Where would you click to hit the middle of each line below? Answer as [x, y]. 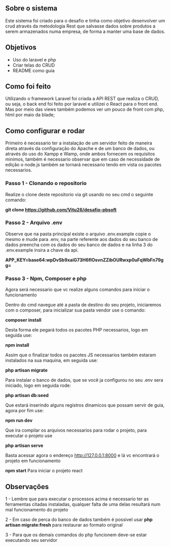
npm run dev [19, 420]
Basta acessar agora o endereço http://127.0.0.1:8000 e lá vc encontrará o [82, 455]
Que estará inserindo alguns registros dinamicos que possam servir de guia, [85, 405]
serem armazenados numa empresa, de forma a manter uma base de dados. [85, 31]
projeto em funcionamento [33, 461]
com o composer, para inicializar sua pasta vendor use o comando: [75, 310]
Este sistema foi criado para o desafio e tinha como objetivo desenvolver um [85, 20]
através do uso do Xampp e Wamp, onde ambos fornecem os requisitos [80, 154]
